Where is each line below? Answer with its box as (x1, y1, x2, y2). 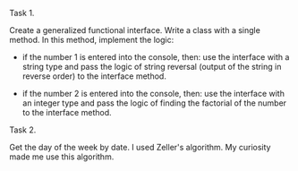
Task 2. (9, 124, 37, 135)
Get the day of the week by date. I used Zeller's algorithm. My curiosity (9, 142, 271, 152)
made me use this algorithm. (9, 151, 115, 162)
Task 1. (9, 8, 35, 18)
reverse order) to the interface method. (21, 71, 167, 81)
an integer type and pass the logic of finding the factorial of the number (21, 98, 287, 108)
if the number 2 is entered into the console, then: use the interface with (21, 89, 285, 98)
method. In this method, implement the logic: (9, 35, 175, 45)
